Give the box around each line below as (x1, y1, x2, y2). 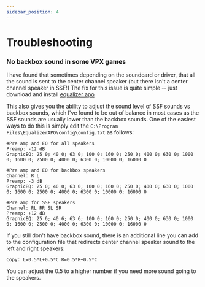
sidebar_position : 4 (6, 9, 60, 15)
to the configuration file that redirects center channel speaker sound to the (6, 239, 195, 246)
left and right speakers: (6, 245, 65, 252)
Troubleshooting (6, 35, 93, 49)
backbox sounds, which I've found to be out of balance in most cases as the (6, 109, 199, 117)
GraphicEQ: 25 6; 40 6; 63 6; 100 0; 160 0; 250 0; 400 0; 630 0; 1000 (6, 216, 193, 222)
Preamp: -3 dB (6, 178, 43, 185)
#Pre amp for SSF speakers (6, 200, 75, 206)
